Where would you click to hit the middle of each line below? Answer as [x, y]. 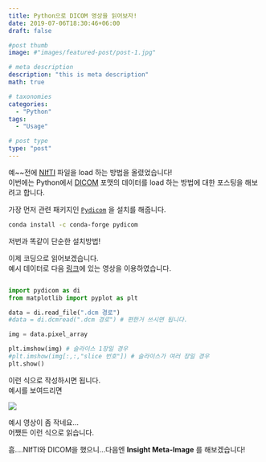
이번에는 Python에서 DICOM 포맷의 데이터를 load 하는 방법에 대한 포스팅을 [126, 182]
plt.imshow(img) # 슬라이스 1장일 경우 [68, 349]
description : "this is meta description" [79, 75]
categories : [28, 104]
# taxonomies [30, 96]
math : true [27, 82]
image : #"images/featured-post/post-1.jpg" [82, 53]
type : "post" [30, 149]
